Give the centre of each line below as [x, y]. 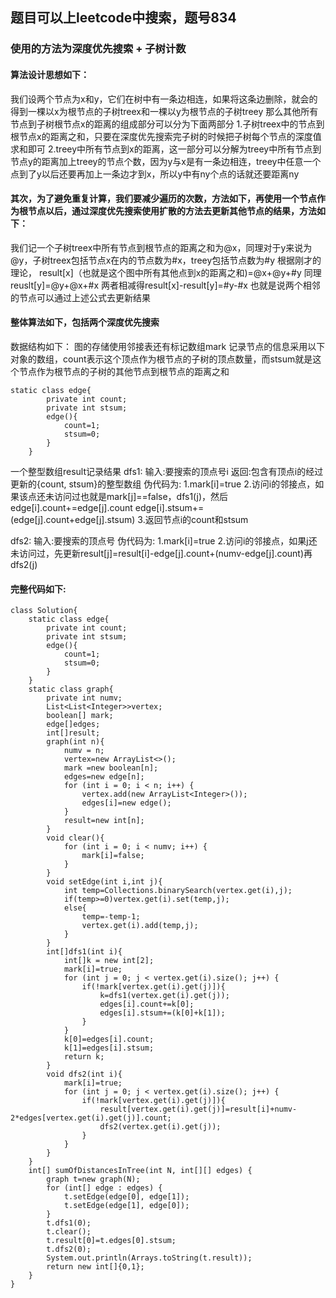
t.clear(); [69, 1232]
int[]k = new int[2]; [109, 961]
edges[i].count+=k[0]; [147, 1004]
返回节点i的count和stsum [196, 519]
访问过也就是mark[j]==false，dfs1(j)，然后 [141, 496]
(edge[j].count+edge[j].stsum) [73, 519]
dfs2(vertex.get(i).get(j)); [160, 1127]
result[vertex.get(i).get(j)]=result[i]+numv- [198, 1109]
